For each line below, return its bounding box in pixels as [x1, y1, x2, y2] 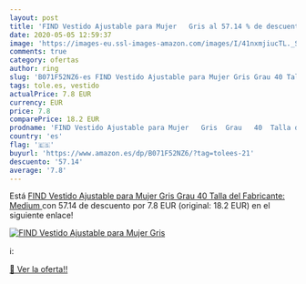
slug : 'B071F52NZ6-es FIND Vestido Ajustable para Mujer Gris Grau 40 [9, 73, 283, 82]
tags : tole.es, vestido [9, 81, 100, 90]
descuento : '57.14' [9, 157, 84, 167]
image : [9, 38, 35, 48]
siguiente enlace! [9, 210, 74, 221]
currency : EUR [9, 97, 64, 107]
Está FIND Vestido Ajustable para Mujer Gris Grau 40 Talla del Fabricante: [9, 190, 285, 201]
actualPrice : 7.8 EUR [9, 89, 92, 98]
